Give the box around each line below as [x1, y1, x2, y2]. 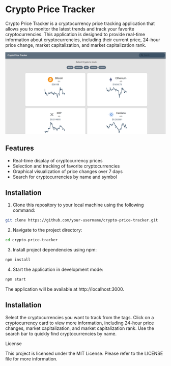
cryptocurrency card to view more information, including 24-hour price [5, 320, 154, 326]
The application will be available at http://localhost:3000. [5, 286, 125, 292]
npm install [5, 257, 31, 263]
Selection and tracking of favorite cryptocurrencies [12, 163, 120, 169]
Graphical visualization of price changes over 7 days [12, 168, 123, 174]
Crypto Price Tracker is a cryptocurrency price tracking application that [5, 20, 155, 26]
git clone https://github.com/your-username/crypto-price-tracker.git [5, 218, 158, 223]
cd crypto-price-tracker [5, 238, 58, 243]
